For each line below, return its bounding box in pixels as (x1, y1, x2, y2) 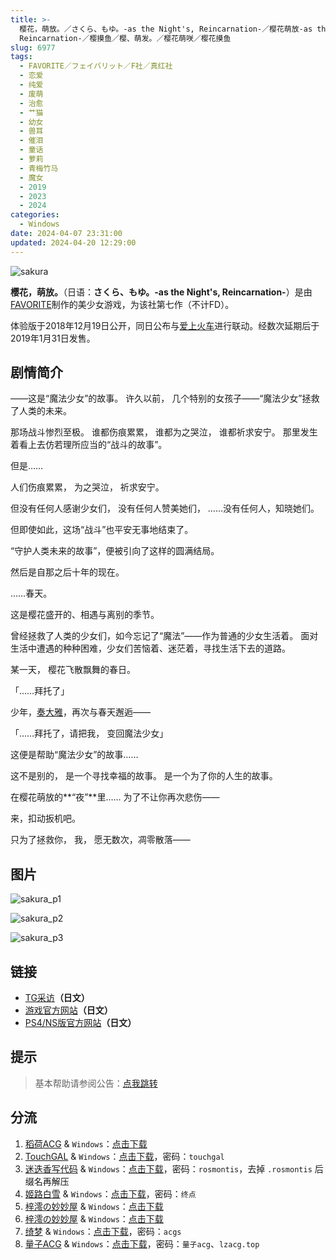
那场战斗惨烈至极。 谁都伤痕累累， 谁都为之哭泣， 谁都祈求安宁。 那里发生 (10, 426, 318, 438)
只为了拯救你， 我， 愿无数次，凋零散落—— (10, 834, 191, 846)
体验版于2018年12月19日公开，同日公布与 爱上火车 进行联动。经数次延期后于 (10, 319, 320, 331)
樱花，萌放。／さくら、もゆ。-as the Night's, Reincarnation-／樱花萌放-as (19, 24, 313, 34)
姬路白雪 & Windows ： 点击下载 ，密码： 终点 (24, 1187, 197, 1200)
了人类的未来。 (10, 405, 72, 417)
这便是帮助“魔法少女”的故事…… (10, 749, 139, 761)
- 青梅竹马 (19, 163, 59, 173)
